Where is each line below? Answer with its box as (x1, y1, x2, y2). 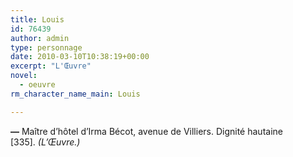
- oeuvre (19, 80, 56, 90)
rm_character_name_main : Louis (10, 89, 141, 99)
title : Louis (10, 14, 65, 25)
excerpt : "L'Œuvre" (10, 61, 92, 71)
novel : (10, 71, 38, 81)
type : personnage (10, 42, 83, 53)
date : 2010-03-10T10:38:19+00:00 (10, 52, 150, 62)
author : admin (10, 33, 70, 43)
